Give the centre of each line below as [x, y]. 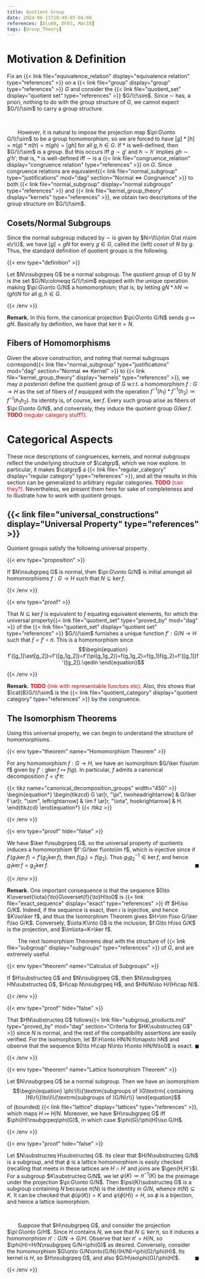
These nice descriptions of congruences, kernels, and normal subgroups [99, 456]
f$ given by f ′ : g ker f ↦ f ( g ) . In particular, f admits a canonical [85, 770]
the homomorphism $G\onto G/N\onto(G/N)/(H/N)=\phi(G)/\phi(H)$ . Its [96, 1252]
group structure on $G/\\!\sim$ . [46, 204]
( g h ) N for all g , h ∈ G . [34, 294]
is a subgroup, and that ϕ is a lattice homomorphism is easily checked [95, 1162]
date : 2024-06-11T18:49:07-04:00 [49, 18]
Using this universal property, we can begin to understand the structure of [100, 733]
